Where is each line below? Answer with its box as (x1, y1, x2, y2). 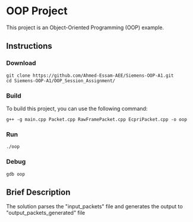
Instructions (6, 41, 52, 51)
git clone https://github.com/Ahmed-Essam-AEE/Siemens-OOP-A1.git (6, 73, 174, 79)
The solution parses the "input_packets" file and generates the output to (6, 203, 183, 210)
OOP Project (6, 4, 68, 18)
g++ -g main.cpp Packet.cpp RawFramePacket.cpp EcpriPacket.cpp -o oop (6, 116, 187, 123)
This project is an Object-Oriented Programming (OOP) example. (6, 24, 164, 31)
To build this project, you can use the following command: (6, 105, 148, 112)
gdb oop (6, 171, 26, 177)
